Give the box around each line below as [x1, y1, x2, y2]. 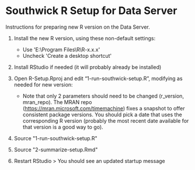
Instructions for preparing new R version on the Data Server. [5, 23, 150, 30]
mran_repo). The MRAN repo [22, 98, 92, 106]
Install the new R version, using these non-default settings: [13, 34, 156, 41]
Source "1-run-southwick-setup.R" [13, 134, 97, 141]
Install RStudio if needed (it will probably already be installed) [13, 63, 162, 71]
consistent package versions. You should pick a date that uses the [22, 111, 182, 118]
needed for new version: [13, 81, 74, 88]
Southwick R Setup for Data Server [5, 4, 177, 18]
